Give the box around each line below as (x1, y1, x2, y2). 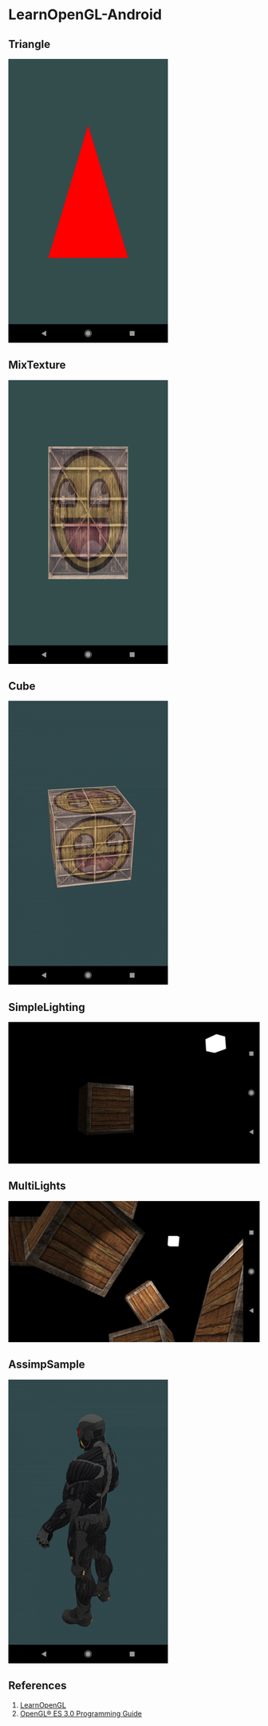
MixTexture (8, 358, 66, 372)
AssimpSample (8, 1358, 85, 1372)
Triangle (8, 38, 50, 51)
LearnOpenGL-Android (8, 6, 162, 24)
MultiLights (8, 1179, 66, 1193)
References (8, 1679, 67, 1692)
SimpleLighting (8, 1000, 85, 1014)
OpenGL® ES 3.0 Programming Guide (19, 1708, 142, 1718)
